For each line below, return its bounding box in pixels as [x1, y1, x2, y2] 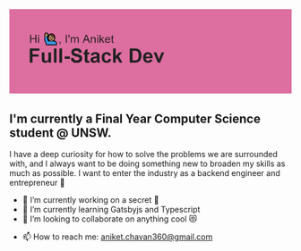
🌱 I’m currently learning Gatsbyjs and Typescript [21, 205, 201, 214]
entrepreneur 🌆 [9, 178, 65, 188]
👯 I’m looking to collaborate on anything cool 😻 [21, 213, 198, 224]
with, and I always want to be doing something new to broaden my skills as [9, 158, 286, 169]
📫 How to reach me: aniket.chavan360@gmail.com [21, 231, 213, 242]
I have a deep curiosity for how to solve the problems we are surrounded [9, 149, 278, 159]
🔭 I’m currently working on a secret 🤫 [21, 195, 159, 205]
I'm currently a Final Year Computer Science [9, 111, 262, 126]
